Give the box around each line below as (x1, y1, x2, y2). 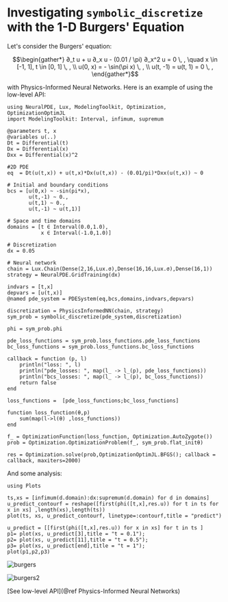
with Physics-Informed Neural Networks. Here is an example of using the (7, 83, 214, 91)
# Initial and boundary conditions (7, 181, 109, 188)
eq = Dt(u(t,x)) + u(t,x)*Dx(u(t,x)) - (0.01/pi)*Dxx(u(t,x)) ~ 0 (7, 169, 204, 176)
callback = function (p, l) (7, 355, 88, 362)
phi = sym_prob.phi (7, 325, 63, 332)
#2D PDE (7, 163, 29, 171)
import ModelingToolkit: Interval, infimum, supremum (7, 115, 164, 123)
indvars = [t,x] (7, 283, 53, 290)
